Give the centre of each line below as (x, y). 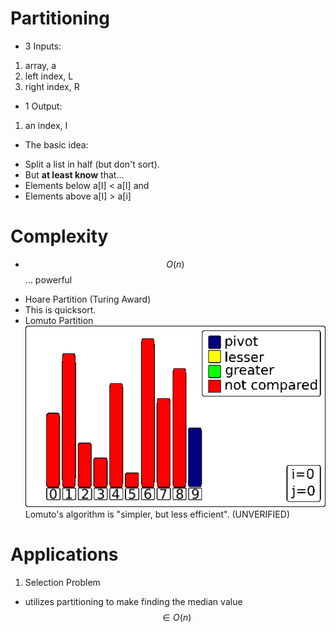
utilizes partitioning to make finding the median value (133, 601)
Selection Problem (62, 582)
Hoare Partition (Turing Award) (88, 299)
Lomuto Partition (59, 320)
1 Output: (43, 106)
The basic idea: (56, 144)
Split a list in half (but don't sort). (92, 164)
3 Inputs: (43, 46)
